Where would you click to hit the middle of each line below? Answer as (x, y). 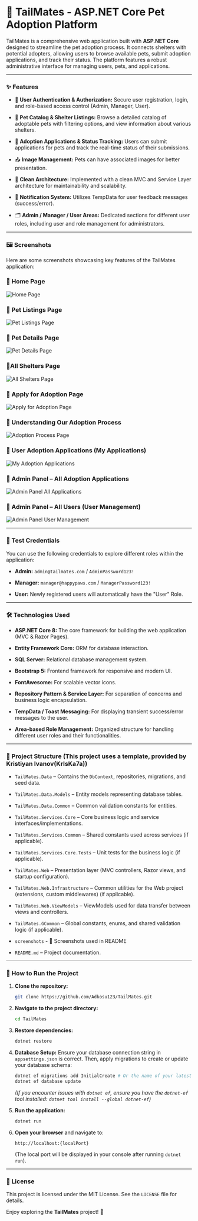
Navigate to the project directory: (56, 1008)
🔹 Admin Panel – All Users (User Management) (74, 507)
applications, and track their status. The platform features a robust (87, 60)
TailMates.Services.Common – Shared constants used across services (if (101, 835)
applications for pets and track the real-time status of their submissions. (102, 148)
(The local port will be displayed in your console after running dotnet (98, 1154)
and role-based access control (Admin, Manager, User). (82, 106)
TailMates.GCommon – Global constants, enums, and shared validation (98, 923)
